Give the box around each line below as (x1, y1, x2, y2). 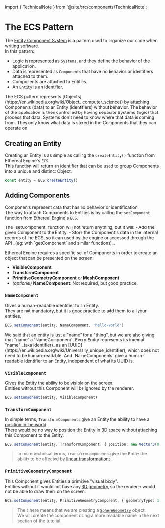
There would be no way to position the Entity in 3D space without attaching (5, 427, 157, 433)
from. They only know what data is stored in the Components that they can (5, 119, 156, 125)
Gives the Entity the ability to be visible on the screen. (5, 380, 114, 386)
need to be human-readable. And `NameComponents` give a (5, 352, 128, 358)
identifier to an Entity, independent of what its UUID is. (24, 358, 134, 364)
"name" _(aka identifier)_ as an (5, 342, 67, 348)
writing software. (5, 43, 39, 49)
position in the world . (5, 422, 48, 428)
